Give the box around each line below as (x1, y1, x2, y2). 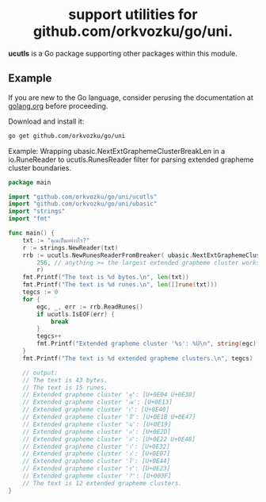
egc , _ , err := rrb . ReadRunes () (36, 303, 144, 311)
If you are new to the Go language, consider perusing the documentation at (8, 93, 253, 102)
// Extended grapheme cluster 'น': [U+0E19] (22, 420, 172, 428)
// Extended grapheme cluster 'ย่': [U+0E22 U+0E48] (22, 435, 196, 443)
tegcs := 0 (22, 288, 59, 296)
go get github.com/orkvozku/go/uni (8, 132, 126, 140)
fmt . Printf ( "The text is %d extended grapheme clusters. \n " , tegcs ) (22, 354, 253, 362)
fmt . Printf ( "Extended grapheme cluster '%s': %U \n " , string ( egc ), (36, 339, 260, 348)
